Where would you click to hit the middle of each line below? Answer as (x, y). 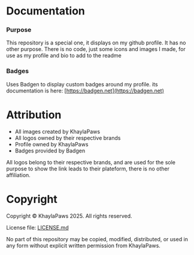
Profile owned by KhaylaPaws (51, 144)
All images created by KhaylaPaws (57, 131)
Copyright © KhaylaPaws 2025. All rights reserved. (69, 216)
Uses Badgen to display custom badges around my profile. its (82, 84)
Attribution (34, 115)
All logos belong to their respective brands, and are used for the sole (91, 162)
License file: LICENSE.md (37, 227)
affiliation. (19, 175)
